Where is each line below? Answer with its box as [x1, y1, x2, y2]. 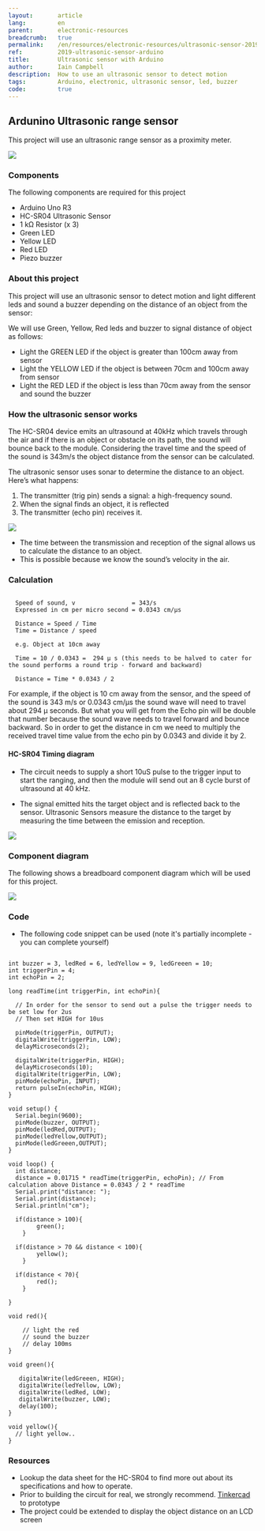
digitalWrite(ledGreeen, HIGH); [18, 1375, 125, 1383]
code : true [8, 85, 73, 93]
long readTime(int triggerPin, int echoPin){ [8, 987, 160, 996]
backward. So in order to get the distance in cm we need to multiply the [8, 722, 241, 732]
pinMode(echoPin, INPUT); [15, 1077, 101, 1085]
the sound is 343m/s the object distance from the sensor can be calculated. [8, 452, 255, 462]
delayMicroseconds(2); [15, 1043, 90, 1051]
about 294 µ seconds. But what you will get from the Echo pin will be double [8, 706, 256, 715]
